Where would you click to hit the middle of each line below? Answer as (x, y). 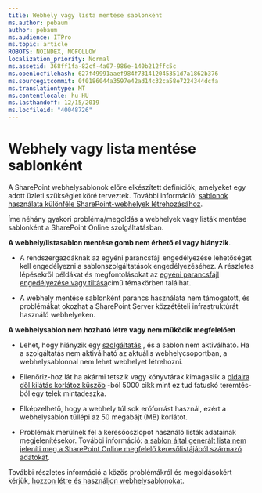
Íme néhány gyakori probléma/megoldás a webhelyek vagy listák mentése (127, 219)
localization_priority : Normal (59, 60)
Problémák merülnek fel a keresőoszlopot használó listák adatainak (128, 432)
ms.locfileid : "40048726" (50, 111)
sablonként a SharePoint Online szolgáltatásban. (86, 227)
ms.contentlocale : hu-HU (48, 96)
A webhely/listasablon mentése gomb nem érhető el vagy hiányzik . (119, 242)
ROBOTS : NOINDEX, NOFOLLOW (52, 52)
